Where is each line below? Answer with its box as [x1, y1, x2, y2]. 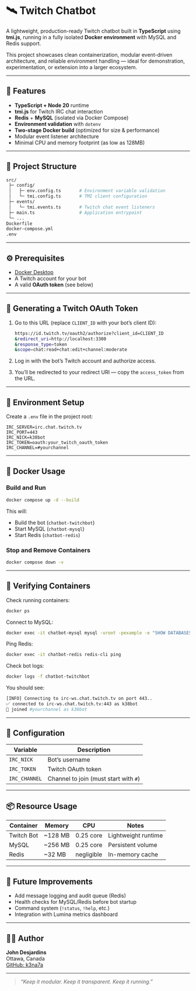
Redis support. [6, 40, 41, 47]
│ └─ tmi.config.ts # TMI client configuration [8, 193, 148, 199]
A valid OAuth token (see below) [14, 281, 93, 288]
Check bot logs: [6, 662, 44, 669]
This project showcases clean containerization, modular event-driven [6, 51, 173, 58]
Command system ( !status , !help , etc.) [14, 905, 110, 912]
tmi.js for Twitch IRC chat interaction [14, 108, 103, 115]
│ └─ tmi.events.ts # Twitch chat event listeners [8, 204, 156, 210]
